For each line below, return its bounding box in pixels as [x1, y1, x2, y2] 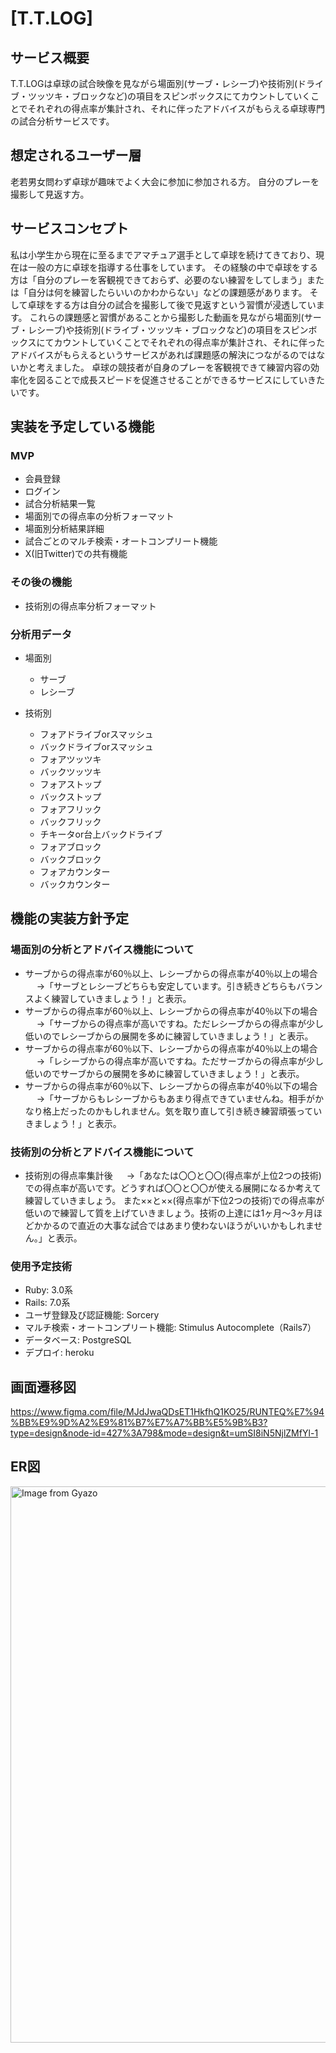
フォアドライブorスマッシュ [39, 728, 154, 740]
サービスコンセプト [10, 220, 129, 237]
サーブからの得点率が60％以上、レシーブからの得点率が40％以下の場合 [24, 1005, 318, 1017]
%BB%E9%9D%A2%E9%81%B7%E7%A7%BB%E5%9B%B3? [10, 1417, 268, 1428]
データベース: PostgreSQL [24, 1334, 132, 1346]
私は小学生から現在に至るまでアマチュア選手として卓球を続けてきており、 [10, 248, 316, 261]
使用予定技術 [10, 1259, 73, 1273]
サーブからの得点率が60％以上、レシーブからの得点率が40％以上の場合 [24, 967, 318, 979]
